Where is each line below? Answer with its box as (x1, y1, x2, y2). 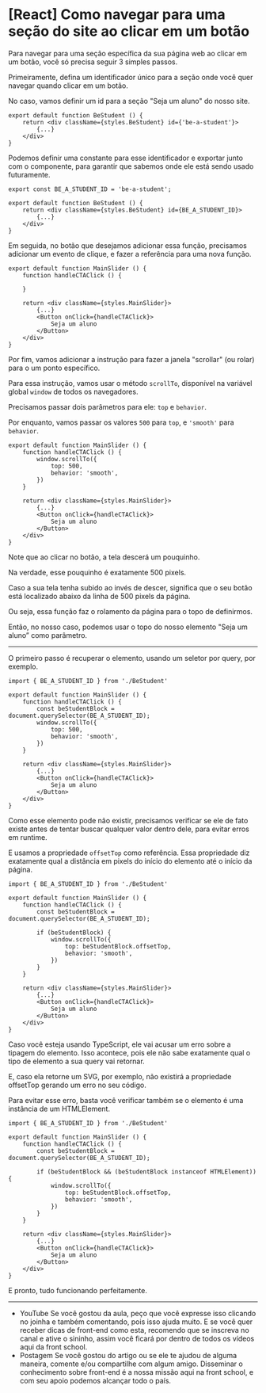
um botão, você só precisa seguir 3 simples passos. (8, 57, 178, 67)
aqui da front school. (19, 1341, 88, 1352)
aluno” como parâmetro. (8, 630, 88, 639)
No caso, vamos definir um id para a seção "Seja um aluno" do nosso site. (8, 96, 251, 105)
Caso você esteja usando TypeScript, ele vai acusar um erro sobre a (8, 1040, 231, 1049)
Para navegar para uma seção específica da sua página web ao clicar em (8, 48, 248, 58)
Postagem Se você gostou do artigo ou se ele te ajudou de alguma (19, 1350, 237, 1360)
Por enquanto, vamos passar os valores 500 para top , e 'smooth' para (8, 418, 235, 427)
